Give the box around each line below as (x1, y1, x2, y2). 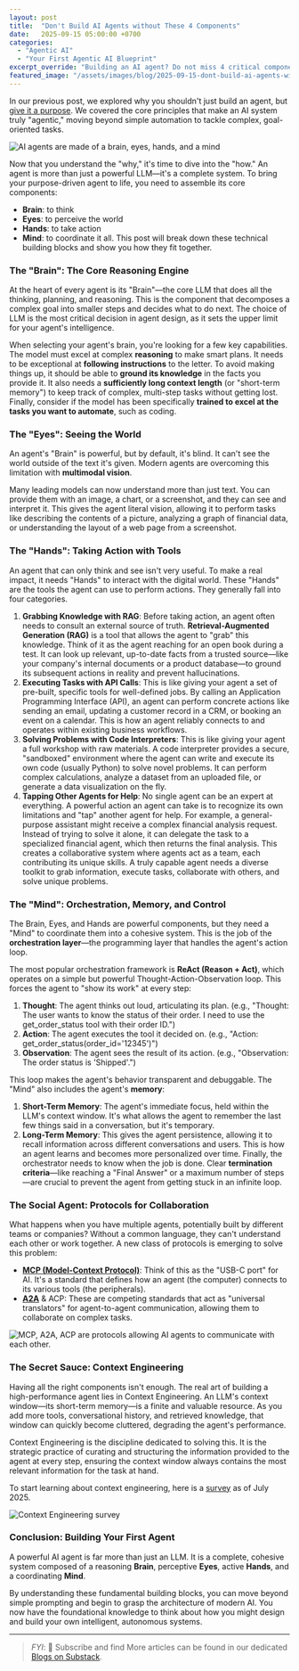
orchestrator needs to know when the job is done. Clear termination (21, 1158, 273, 1168)
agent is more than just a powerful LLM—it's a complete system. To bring (9, 168, 278, 178)
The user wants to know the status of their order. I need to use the (21, 1009, 265, 1020)
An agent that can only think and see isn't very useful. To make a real (9, 565, 263, 576)
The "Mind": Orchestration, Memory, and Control (9, 897, 227, 910)
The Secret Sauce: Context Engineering (9, 1361, 184, 1373)
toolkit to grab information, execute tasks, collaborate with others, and (21, 866, 280, 877)
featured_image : (9, 71, 69, 80)
